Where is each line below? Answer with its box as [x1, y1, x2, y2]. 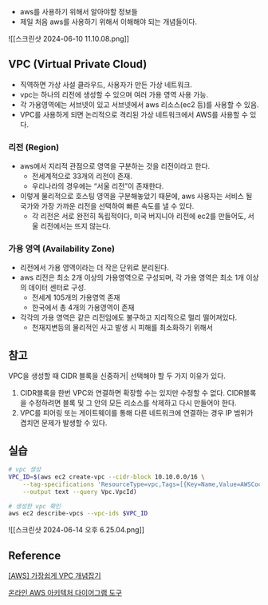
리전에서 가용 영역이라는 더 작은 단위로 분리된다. [19, 263, 169, 273]
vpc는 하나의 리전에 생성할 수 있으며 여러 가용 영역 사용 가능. [19, 90, 209, 99]
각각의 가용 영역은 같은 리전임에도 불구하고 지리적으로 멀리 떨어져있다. [19, 312, 238, 322]
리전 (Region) [8, 141, 60, 153]
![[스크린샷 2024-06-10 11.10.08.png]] [8, 34, 130, 43]
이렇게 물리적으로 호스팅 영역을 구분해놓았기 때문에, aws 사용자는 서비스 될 [19, 191, 253, 201]
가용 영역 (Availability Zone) [8, 243, 116, 254]
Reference [8, 548, 61, 562]
